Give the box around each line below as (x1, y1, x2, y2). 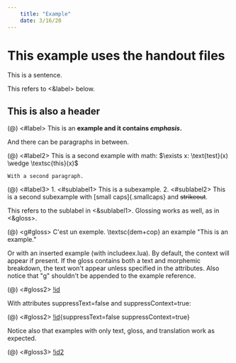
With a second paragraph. (7, 173, 84, 180)
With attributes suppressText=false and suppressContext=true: (7, 299, 191, 308)
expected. (7, 334, 37, 342)
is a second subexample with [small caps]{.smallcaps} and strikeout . (7, 193, 208, 201)
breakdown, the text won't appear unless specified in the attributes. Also (7, 264, 220, 273)
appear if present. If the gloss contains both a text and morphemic (7, 257, 201, 265)
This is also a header (7, 105, 101, 117)
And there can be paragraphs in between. (7, 138, 130, 146)
